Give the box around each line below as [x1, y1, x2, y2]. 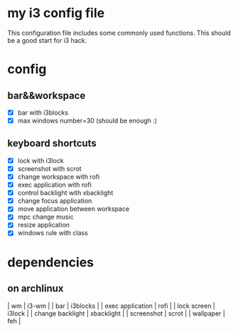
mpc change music [17, 212, 74, 222]
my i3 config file [7, 5, 105, 21]
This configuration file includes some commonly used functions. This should [7, 28, 231, 37]
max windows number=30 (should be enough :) [17, 116, 158, 125]
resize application [17, 221, 70, 229]
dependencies [7, 254, 94, 270]
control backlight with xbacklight [17, 189, 114, 197]
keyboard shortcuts [7, 138, 97, 150]
